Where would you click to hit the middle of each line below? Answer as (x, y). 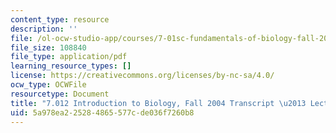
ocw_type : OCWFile (48, 85)
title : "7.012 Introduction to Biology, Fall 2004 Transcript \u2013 (158, 103)
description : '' (44, 29)
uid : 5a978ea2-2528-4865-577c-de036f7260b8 (102, 112)
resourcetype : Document (60, 94)
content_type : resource (60, 19)
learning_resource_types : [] (71, 66)
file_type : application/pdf (69, 57)
